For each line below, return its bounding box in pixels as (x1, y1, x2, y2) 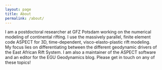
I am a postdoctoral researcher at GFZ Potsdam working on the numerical (5, 29, 151, 35)
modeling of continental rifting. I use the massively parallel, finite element (5, 34, 151, 40)
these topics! (5, 59, 31, 65)
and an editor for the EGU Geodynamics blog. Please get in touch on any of (5, 55, 155, 60)
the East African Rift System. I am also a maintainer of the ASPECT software (5, 49, 156, 55)
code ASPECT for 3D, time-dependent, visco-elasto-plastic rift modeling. (5, 39, 151, 45)
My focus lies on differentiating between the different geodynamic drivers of (5, 44, 157, 50)
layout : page (5, 7, 31, 12)
